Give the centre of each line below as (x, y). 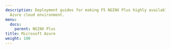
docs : (16, 24)
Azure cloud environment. (37, 15)
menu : (11, 19)
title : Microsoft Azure (31, 34)
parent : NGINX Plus (35, 29)
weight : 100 (18, 39)
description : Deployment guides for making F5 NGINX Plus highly (76, 10)
